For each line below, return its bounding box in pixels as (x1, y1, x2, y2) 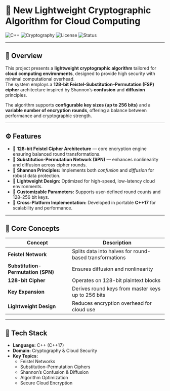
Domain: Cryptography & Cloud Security (12, 347, 98, 354)
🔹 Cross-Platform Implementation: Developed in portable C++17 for (12, 199, 156, 205)
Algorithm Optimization (20, 375, 68, 381)
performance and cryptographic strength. (5, 113, 92, 119)
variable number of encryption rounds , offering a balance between (5, 107, 147, 113)
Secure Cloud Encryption (20, 380, 73, 386)
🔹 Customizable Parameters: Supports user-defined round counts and (12, 189, 161, 195)
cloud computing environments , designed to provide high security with (5, 70, 155, 77)
